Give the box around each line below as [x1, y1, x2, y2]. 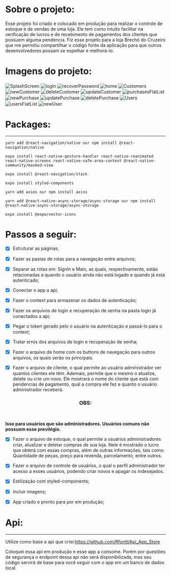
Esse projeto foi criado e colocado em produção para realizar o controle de [5, 20, 163, 27]
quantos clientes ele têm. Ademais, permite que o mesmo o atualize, [12, 370, 156, 377]
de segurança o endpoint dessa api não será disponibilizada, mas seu [5, 554, 152, 560]
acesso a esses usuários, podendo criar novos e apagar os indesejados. [12, 468, 164, 474]
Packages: [5, 118, 51, 130]
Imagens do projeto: [5, 65, 92, 77]
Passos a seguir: [5, 229, 77, 240]
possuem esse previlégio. [5, 426, 61, 432]
